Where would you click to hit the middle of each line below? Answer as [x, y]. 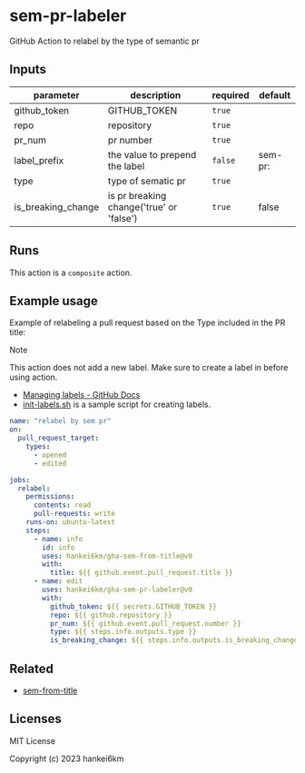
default [275, 94]
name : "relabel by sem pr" [60, 421]
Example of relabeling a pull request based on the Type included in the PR [148, 322]
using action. [34, 377]
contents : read [62, 505]
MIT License [33, 740]
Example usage [54, 301]
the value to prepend [152, 154]
